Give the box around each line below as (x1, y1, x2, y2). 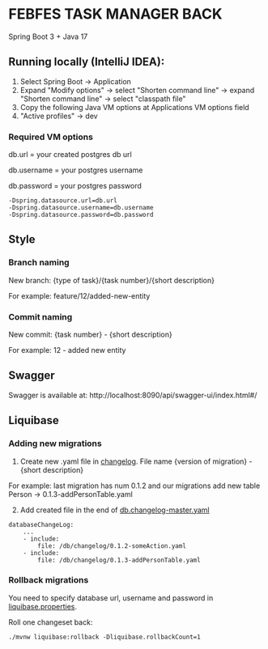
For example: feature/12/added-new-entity (8, 291, 151, 300)
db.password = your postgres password (8, 181, 142, 191)
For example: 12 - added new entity (8, 346, 126, 355)
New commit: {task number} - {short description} (8, 329, 172, 340)
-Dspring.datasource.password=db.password (8, 211, 154, 219)
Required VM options (8, 131, 93, 142)
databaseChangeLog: (8, 520, 74, 528)
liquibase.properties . (8, 601, 77, 611)
